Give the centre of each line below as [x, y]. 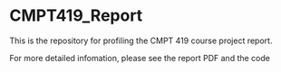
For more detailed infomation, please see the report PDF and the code [140, 58]
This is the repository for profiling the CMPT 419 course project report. [141, 40]
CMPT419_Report [76, 16]
